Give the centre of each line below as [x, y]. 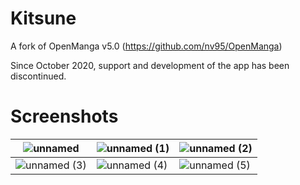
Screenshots [64, 116]
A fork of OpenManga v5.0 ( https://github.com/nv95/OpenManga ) [146, 46]
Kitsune [43, 18]
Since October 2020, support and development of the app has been [150, 65]
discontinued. [38, 76]
